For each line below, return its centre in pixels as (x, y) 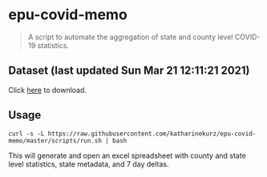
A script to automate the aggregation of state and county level (130, 37)
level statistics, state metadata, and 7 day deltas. (89, 164)
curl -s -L (26, 134)
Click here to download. (47, 90)
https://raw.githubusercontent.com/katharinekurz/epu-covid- (152, 134)
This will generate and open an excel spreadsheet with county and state (127, 155)
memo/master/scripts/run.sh (55, 141)
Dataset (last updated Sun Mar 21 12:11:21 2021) (129, 71)
